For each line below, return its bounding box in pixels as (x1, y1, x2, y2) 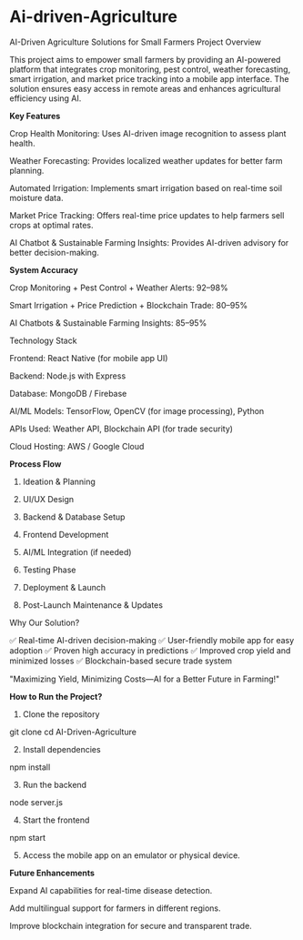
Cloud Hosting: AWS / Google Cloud (9, 440, 145, 451)
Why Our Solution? (9, 617, 80, 628)
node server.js (9, 796, 64, 807)
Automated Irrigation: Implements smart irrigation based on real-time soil (9, 182, 283, 193)
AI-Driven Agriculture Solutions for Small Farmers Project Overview (9, 36, 262, 47)
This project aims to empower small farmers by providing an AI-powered (9, 54, 281, 65)
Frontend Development (22, 529, 109, 540)
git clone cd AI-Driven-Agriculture (9, 726, 136, 737)
